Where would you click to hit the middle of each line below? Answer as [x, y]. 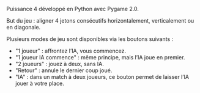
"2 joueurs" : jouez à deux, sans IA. [59, 64]
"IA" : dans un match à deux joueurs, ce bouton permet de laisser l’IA [102, 77]
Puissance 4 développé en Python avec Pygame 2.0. [73, 9]
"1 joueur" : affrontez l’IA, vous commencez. [71, 51]
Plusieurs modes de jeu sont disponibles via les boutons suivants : [90, 39]
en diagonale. [24, 27]
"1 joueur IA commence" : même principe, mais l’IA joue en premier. [100, 57]
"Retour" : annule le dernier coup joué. [64, 70]
